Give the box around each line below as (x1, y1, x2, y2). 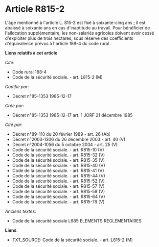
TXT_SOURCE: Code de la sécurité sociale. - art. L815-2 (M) (12, 237, 133, 243)
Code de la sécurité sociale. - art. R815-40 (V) (12, 162, 105, 168)
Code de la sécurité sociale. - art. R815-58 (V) (12, 188, 105, 194)
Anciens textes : (5, 208, 37, 214)
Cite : (5, 59, 15, 65)
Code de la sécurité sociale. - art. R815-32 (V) (12, 152, 105, 158)
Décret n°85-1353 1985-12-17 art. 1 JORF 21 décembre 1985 (12, 112, 133, 118)
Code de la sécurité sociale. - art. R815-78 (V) (12, 198, 105, 204)
